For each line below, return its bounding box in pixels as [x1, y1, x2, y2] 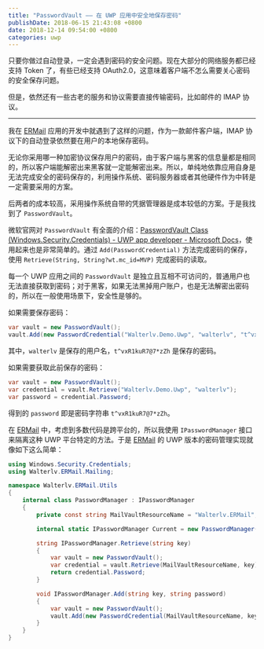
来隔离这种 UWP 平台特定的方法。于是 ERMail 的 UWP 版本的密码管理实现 [8, 434, 247, 444]
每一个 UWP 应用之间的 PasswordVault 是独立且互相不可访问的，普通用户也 [8, 272, 250, 281]
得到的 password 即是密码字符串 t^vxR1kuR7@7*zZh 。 [8, 408, 174, 417]
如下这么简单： [14, 445, 64, 454]
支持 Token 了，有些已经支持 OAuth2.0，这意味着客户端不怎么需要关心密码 [8, 66, 251, 75]
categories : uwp [8, 33, 61, 42]
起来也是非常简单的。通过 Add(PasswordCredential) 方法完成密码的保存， [14, 245, 251, 255]
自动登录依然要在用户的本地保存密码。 [28, 136, 153, 145]
